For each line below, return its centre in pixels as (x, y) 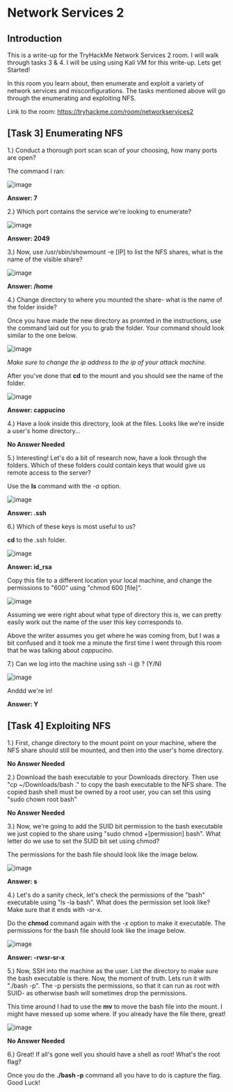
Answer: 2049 (29, 238)
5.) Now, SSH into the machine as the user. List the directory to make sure (113, 970)
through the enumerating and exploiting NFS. (72, 98)
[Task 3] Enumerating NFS (65, 133)
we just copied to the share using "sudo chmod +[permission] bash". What (114, 833)
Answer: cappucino (36, 410)
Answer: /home (30, 286)
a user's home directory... (44, 431)
